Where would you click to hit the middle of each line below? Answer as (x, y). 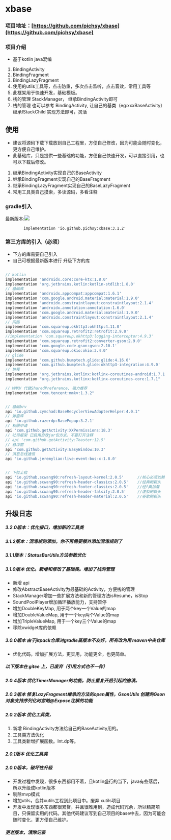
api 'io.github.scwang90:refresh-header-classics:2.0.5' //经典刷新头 (83, 482)
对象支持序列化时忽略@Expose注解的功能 (49, 701)
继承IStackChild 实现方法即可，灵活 (50, 112)
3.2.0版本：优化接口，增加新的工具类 (45, 527)
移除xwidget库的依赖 (35, 627)
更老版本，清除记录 (25, 832)
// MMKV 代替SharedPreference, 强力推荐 (46, 388)
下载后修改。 (35, 162)
